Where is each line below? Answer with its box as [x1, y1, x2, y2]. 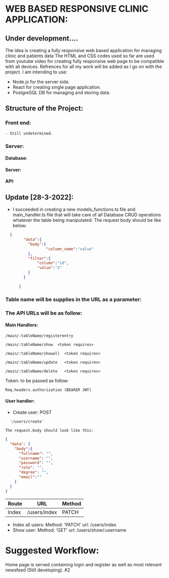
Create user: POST [12, 409, 52, 415]
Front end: [5, 120, 31, 127]
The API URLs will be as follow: [5, 310, 82, 317]
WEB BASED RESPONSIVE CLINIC [5, 3, 149, 15]
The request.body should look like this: [5, 428, 94, 433]
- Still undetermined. [5, 131, 53, 136]
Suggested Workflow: [5, 545, 100, 556]
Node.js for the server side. [12, 79, 70, 85]
